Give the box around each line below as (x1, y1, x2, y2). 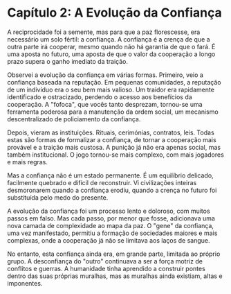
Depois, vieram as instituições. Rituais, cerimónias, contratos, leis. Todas (7, 128, 214, 137)
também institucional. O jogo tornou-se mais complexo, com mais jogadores (7, 150, 225, 159)
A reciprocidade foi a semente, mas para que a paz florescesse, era (7, 28, 201, 36)
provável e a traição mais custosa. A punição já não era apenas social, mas (7, 143, 221, 151)
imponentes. (7, 279, 43, 287)
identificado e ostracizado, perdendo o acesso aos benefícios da (7, 92, 192, 101)
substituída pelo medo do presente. (7, 193, 109, 202)
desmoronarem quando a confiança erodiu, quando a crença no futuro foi (7, 186, 217, 194)
